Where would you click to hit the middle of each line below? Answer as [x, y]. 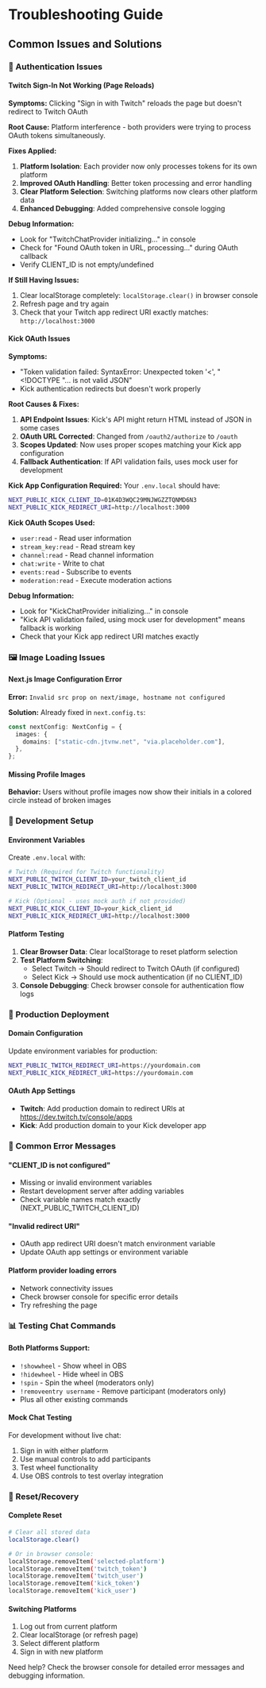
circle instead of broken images [60, 801]
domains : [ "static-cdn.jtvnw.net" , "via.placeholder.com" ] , [124, 742]
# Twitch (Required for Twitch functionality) [87, 872]
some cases [39, 427]
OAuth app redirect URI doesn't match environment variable [118, 1244]
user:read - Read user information [76, 538]
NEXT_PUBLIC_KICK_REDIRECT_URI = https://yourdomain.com [101, 1073]
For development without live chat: [65, 1435]
